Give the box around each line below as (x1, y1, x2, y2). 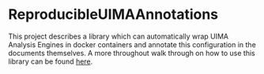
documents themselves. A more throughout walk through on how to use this (8, 48, 255, 57)
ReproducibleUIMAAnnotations (8, 6, 219, 24)
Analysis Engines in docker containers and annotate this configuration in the (8, 39, 257, 49)
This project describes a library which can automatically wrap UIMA (8, 31, 229, 41)
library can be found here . (8, 57, 93, 66)
